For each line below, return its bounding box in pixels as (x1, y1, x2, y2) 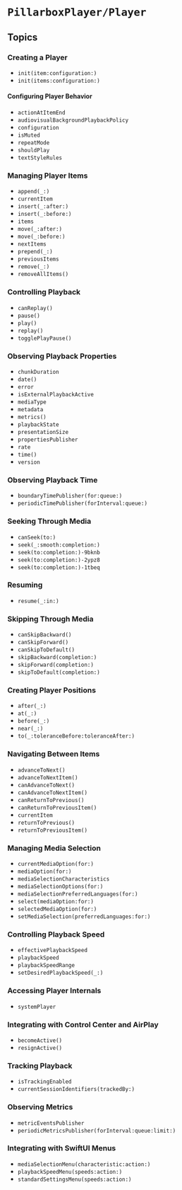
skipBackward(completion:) (17, 654, 97, 661)
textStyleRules (17, 154, 63, 161)
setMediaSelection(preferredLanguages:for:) (17, 913, 151, 920)
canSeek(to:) (17, 534, 56, 541)
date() (17, 376, 37, 383)
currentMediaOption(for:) (17, 861, 94, 868)
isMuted (17, 132, 40, 139)
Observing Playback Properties (7, 351, 117, 361)
